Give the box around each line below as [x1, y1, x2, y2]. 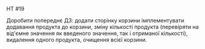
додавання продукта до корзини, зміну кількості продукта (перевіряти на [6, 24, 199, 30]
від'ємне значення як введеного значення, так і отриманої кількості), [6, 30, 188, 37]
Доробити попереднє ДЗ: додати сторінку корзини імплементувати [6, 17, 185, 24]
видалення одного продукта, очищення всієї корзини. [6, 36, 147, 43]
